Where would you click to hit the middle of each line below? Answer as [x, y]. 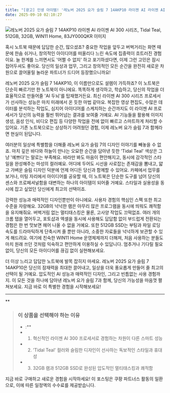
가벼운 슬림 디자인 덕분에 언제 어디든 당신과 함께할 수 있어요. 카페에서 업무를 [85, 170]
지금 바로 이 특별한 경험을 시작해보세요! [62, 287]
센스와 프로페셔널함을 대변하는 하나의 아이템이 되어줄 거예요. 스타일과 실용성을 [82, 183]
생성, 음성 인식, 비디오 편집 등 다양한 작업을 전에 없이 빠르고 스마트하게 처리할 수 [84, 121]
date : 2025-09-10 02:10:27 [34, 15]
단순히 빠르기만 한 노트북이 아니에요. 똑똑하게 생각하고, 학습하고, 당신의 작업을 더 [85, 89]
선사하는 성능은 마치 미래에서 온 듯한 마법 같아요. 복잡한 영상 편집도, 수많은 [84, 102]
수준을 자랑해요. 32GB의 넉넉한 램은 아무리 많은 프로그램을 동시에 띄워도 [76, 206]
